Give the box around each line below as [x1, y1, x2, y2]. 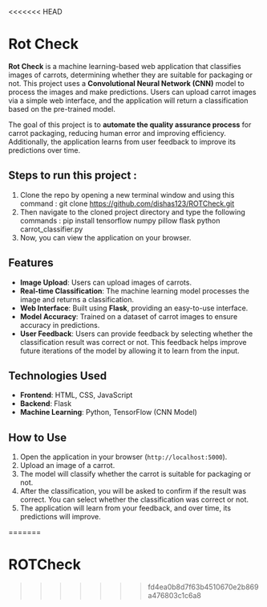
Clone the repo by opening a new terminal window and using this [19, 190, 235, 199]
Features [8, 256, 54, 270]
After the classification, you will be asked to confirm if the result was [19, 486, 247, 496]
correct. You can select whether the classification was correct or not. [19, 494, 249, 505]
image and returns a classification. [19, 294, 135, 304]
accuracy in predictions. [19, 320, 100, 330]
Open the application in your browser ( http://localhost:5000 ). [19, 452, 228, 461]
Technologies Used [8, 369, 107, 383]
